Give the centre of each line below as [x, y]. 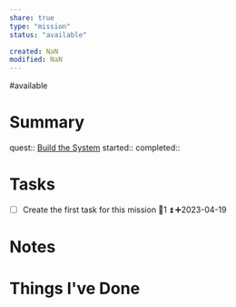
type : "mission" [40, 26]
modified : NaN [36, 60]
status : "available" [49, 35]
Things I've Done [75, 289]
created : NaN [34, 51]
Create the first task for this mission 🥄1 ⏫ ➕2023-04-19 [124, 210]
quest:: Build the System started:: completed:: [95, 148]
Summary [47, 123]
